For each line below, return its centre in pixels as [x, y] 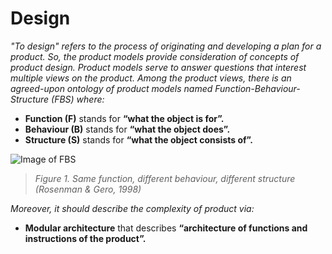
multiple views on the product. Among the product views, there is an [151, 78]
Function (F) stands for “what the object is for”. [124, 118]
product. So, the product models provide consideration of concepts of [155, 56]
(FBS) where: [78, 99]
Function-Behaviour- [257, 88]
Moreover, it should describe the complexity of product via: [132, 208]
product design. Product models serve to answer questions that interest [158, 67]
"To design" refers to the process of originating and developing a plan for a [166, 46]
